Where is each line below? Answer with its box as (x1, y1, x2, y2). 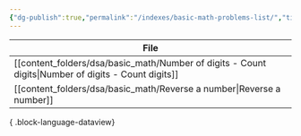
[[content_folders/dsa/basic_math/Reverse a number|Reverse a (13, 82, 281, 95)
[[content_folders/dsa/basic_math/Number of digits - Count (13, 56, 267, 69)
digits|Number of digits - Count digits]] (13, 68, 179, 81)
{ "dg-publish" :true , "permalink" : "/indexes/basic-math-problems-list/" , (9, 13, 282, 22)
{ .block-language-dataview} (9, 116, 116, 127)
